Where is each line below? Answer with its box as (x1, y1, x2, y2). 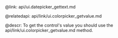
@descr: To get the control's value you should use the (5, 22, 113, 28)
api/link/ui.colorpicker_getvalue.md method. (5, 28, 93, 33)
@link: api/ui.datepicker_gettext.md (5, 4, 76, 9)
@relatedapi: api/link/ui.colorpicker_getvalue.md (5, 13, 102, 19)
